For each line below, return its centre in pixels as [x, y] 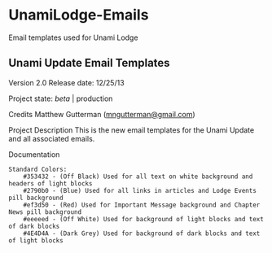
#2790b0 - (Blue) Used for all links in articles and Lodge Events [140, 190]
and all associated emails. [52, 138]
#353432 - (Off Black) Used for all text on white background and [138, 177]
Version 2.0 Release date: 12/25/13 [66, 82]
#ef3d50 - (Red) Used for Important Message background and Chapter [142, 205]
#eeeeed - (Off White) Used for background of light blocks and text [144, 219]
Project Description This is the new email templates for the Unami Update [132, 130]
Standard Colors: [38, 169]
